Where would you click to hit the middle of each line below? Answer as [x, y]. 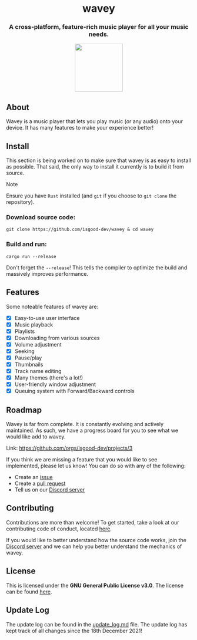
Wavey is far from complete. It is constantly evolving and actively [85, 424]
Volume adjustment [38, 344]
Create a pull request [40, 484]
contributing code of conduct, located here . [59, 529]
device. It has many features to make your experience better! [80, 128]
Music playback [34, 324]
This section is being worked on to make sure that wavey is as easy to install [98, 160]
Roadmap [24, 410]
